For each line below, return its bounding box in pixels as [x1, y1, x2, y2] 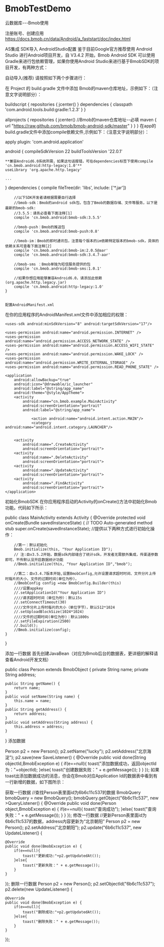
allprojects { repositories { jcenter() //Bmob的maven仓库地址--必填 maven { [5, 117, 157, 122]
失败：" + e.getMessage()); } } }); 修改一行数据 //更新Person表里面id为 [5, 812, 147, 818]
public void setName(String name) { [5, 694, 80, 699]
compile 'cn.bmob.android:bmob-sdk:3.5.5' [14, 215, 102, 220]
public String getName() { [5, 681, 60, 686]
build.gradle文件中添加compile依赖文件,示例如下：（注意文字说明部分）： [5, 129, 149, 135]
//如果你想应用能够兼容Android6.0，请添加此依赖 [14, 275, 102, 280]
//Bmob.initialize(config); [14, 627, 71, 632]
